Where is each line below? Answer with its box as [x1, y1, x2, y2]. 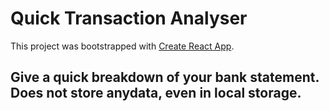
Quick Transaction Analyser [10, 7, 248, 30]
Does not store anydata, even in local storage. [10, 85, 302, 102]
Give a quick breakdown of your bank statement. [10, 69, 320, 86]
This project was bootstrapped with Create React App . [10, 40, 235, 52]
